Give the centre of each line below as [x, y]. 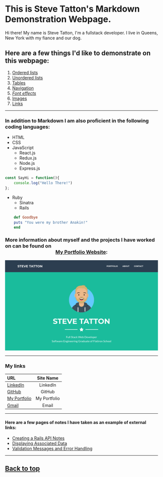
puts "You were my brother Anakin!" [51, 222]
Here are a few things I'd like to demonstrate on [78, 53]
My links [15, 366]
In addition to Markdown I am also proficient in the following [77, 121]
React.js [27, 153]
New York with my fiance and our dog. [43, 38]
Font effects [24, 93]
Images [19, 98]
